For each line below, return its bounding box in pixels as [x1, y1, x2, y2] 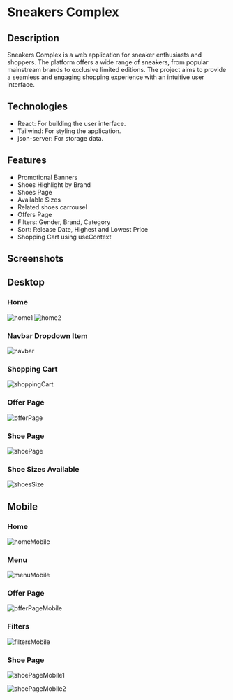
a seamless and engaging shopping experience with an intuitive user [7, 73, 204, 81]
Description [7, 32, 59, 44]
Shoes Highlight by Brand [17, 180, 91, 189]
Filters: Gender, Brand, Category [17, 218, 111, 226]
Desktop [7, 276, 45, 288]
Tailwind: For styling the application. [17, 127, 121, 135]
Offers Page [17, 210, 52, 218]
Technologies [7, 101, 68, 113]
